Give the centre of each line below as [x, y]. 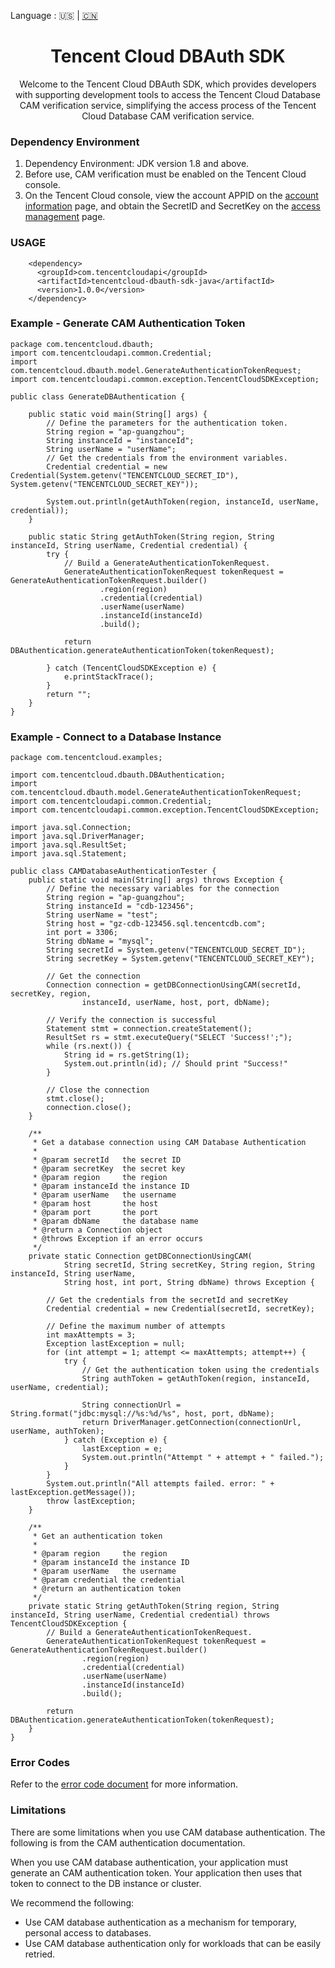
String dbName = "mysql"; [100, 941]
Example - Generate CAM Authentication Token [128, 323]
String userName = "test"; [102, 915]
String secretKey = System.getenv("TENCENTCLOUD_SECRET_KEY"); [180, 959]
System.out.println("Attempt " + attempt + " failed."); [203, 1458]
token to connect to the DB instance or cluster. [106, 1883]
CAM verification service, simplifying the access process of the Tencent [168, 105]
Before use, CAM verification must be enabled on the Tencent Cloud [165, 174]
